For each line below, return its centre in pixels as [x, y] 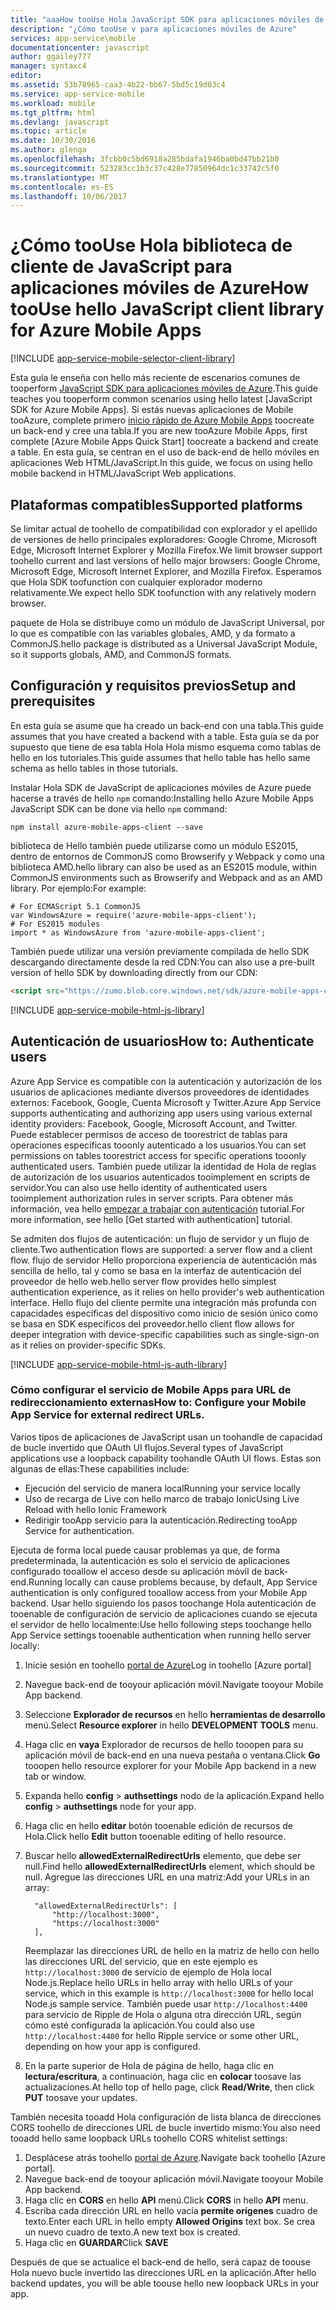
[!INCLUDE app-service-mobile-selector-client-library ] [123, 358]
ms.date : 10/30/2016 [53, 141]
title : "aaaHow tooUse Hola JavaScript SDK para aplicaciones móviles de [167, 19]
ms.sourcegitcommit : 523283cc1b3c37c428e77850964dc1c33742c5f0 [145, 168]
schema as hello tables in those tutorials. [94, 768]
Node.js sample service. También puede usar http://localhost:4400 [166, 2003]
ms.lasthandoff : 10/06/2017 [69, 196]
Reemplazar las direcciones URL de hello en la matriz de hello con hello [172, 1950]
